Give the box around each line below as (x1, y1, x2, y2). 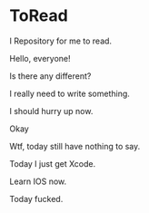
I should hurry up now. (9, 105, 94, 116)
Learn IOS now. (9, 176, 67, 187)
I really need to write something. (9, 88, 130, 99)
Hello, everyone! (9, 53, 71, 63)
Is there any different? (9, 70, 92, 82)
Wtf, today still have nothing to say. (9, 140, 141, 151)
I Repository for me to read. (9, 35, 112, 46)
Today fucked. (9, 193, 64, 204)
